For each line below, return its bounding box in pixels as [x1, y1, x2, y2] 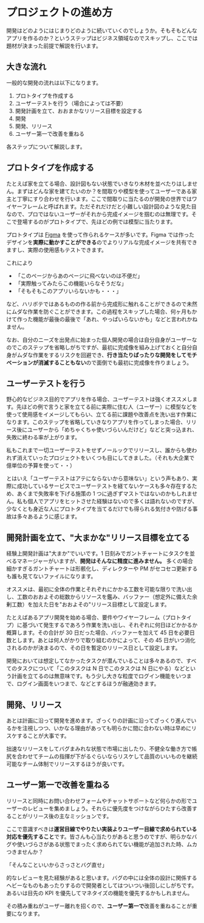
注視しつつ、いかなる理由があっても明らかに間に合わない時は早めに [22, 724, 192, 732]
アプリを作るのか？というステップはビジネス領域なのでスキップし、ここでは [6, 34, 198, 41]
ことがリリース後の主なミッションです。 [11, 812, 112, 819]
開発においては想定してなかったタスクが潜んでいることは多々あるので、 [6, 657, 186, 665]
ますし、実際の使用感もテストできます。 [6, 246, 107, 253]
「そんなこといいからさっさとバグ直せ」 [6, 861, 107, 868]
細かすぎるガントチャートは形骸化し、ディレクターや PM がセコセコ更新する [6, 565, 198, 573]
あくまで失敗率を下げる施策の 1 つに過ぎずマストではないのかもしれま [16, 490, 192, 497]
